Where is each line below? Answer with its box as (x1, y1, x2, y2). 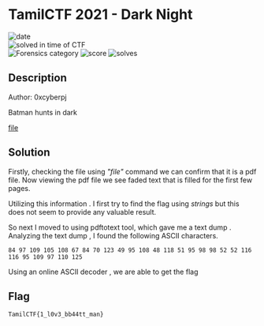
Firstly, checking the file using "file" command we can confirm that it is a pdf (8, 167, 257, 176)
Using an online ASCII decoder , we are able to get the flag (8, 267, 199, 276)
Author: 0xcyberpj (8, 92, 67, 102)
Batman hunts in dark (8, 107, 77, 117)
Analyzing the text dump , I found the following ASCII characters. (8, 230, 218, 240)
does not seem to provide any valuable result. (8, 207, 157, 216)
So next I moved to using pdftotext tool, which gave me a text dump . (8, 223, 232, 232)
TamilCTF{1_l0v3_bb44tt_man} (8, 310, 104, 319)
